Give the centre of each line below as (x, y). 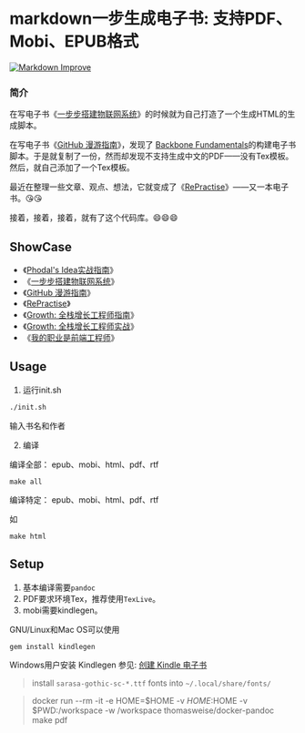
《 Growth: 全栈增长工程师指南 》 (81, 315)
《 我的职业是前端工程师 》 (71, 338)
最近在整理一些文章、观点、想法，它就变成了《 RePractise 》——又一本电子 (149, 187)
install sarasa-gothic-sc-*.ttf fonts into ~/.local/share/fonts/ (151, 683)
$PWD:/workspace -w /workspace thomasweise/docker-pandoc (153, 710)
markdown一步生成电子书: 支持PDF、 (151, 19)
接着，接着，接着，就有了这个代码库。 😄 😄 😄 (94, 218)
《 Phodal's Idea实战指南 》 (70, 270)
